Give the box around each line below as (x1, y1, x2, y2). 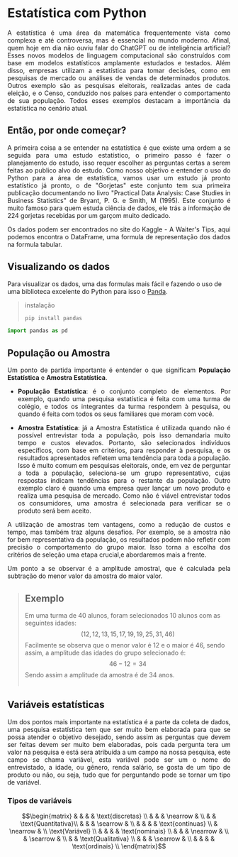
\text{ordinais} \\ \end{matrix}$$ (72, 842, 166, 851)
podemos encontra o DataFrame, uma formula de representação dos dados (7, 232, 231, 241)
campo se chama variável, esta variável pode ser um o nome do (7, 755, 231, 764)
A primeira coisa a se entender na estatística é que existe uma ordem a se (7, 143, 231, 152)
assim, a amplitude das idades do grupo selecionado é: (24, 648, 186, 657)
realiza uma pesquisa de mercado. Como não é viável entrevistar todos (17, 491, 231, 500)
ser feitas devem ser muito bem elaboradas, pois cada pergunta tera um (7, 740, 231, 748)
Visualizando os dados (7, 261, 110, 273)
